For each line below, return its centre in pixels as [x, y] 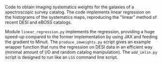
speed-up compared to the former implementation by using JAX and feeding [81, 37]
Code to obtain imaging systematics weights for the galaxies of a [70, 7]
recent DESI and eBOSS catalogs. [38, 22]
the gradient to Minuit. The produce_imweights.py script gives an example [78, 42]
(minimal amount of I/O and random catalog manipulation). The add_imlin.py [81, 52]
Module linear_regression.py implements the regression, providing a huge [80, 32]
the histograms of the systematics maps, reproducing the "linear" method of [81, 17]
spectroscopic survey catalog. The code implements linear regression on [78, 12]
